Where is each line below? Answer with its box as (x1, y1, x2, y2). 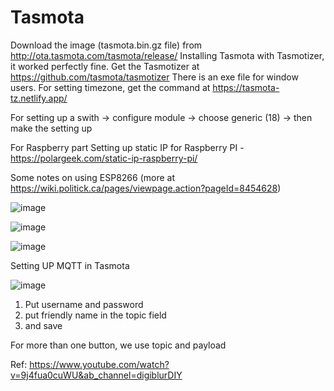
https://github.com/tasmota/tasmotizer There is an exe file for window (10, 71, 299, 83)
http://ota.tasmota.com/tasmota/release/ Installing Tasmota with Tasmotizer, (10, 49, 325, 61)
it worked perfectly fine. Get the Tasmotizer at (10, 60, 200, 72)
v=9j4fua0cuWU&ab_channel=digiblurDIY (10, 369, 183, 381)
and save (24, 319, 63, 331)
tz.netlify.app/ (10, 92, 68, 104)
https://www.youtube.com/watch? (29, 358, 170, 370)
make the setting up (10, 122, 93, 134)
